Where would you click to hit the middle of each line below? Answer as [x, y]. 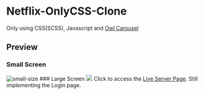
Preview [22, 47]
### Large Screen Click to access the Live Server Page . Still [118, 79]
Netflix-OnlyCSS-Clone [67, 11]
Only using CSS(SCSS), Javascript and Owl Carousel [72, 28]
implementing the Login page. [44, 85]
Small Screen [26, 65]
